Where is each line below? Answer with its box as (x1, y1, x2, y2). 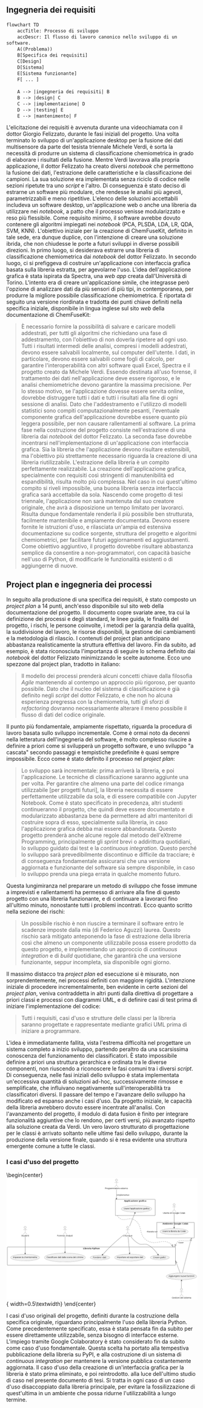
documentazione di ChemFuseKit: (6, 311, 91, 318)
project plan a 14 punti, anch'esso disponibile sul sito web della (6, 602, 164, 609)
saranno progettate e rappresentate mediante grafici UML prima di (21, 1021, 187, 1028)
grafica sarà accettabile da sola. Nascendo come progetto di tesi (21, 491, 183, 498)
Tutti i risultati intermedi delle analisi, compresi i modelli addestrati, (21, 342, 188, 349)
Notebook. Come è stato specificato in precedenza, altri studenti (21, 799, 183, 806)
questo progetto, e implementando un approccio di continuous (21, 945, 178, 952)
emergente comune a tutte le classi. (6, 1142, 96, 1150)
